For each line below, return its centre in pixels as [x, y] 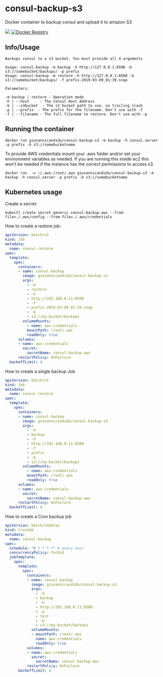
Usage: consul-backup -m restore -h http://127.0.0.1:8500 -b [70, 76]
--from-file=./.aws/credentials [79, 217]
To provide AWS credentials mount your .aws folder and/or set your [73, 154]
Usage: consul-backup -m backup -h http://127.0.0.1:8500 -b [69, 67]
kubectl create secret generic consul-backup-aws [57, 213]
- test [42, 616]
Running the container [40, 129]
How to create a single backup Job [40, 371]
